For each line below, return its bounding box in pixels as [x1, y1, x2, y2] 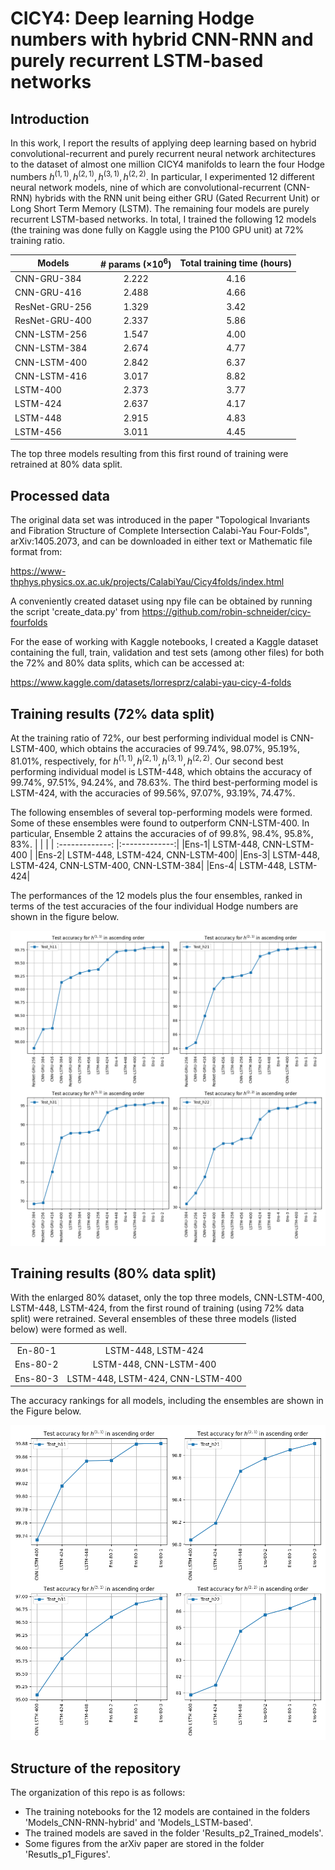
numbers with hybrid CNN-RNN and [10, 28, 314, 51]
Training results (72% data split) [10, 705, 215, 722]
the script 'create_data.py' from [10, 606, 140, 618]
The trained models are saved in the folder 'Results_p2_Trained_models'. [24, 1827, 324, 1839]
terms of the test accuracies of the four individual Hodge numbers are [10, 900, 299, 912]
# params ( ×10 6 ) [99, 257, 172, 270]
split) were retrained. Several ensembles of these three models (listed [10, 1313, 297, 1325]
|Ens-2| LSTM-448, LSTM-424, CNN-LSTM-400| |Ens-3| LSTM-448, [34, 848, 320, 861]
